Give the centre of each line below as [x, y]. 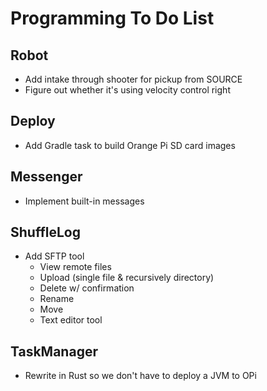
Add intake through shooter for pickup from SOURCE [133, 79]
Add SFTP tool [54, 256]
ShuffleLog [45, 232]
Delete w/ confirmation [87, 288]
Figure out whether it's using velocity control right [127, 90]
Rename [57, 299]
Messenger [46, 177]
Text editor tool [71, 320]
